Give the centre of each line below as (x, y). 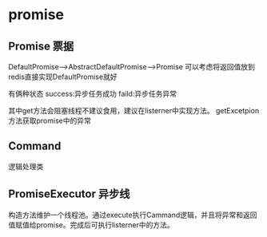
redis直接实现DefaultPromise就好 (63, 77)
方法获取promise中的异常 (50, 120)
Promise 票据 (41, 46)
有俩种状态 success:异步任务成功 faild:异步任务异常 (93, 94)
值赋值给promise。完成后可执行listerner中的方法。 (91, 224)
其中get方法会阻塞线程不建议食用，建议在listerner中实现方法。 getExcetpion (134, 111)
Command (35, 146)
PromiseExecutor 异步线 (69, 194)
